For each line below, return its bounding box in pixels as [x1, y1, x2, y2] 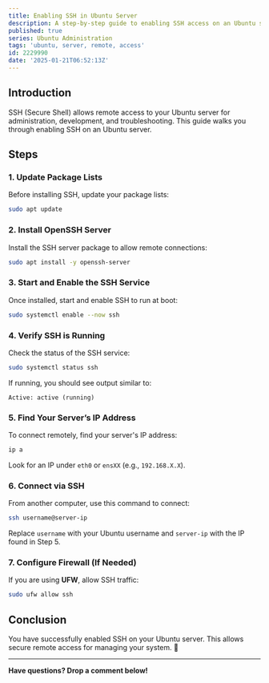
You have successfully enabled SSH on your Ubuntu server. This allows [8, 634, 244, 644]
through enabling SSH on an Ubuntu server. [8, 124, 152, 134]
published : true [8, 26, 62, 34]
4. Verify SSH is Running [8, 329, 106, 341]
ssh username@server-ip [8, 514, 88, 522]
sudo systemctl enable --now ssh [8, 310, 120, 319]
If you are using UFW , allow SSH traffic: [8, 575, 139, 585]
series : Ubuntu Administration [8, 34, 113, 42]
